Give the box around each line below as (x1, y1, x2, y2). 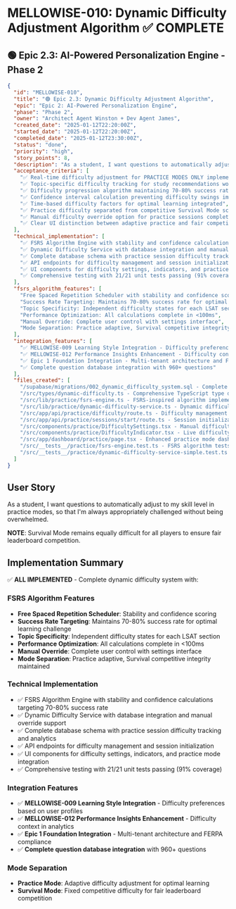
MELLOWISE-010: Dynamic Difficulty (7, 5, 227, 21)
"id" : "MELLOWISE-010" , (13, 89, 83, 96)
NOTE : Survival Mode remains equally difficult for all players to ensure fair (7, 529, 222, 537)
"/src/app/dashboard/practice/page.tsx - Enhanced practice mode (20, 436, 216, 443)
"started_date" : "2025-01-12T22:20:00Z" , (13, 128, 137, 135)
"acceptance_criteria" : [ (13, 168, 90, 175)
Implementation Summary (7, 556, 124, 568)
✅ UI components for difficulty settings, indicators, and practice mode (17, 749, 221, 758)
